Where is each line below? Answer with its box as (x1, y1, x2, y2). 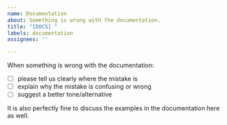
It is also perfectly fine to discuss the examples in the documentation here (7, 104, 220, 112)
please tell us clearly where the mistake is (17, 74, 138, 83)
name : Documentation (7, 10, 68, 17)
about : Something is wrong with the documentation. (7, 17, 161, 24)
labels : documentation (7, 29, 73, 37)
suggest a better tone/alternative (17, 90, 112, 99)
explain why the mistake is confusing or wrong (17, 83, 152, 91)
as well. (7, 112, 29, 120)
